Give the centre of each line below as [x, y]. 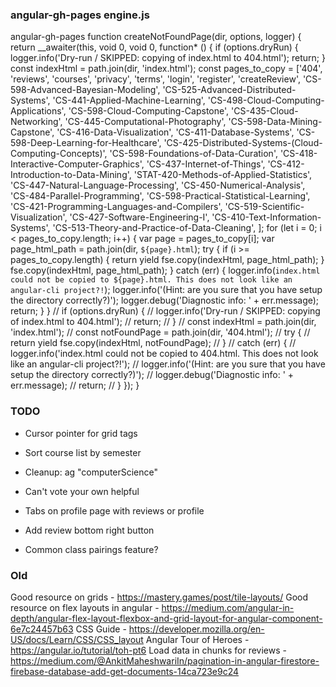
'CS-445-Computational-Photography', [145, 122]
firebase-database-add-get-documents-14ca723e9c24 [125, 671]
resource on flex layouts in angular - [85, 607]
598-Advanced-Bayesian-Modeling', [85, 90]
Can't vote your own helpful [82, 491]
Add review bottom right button [89, 530]
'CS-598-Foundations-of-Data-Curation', [193, 154]
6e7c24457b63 [42, 629]
